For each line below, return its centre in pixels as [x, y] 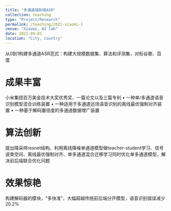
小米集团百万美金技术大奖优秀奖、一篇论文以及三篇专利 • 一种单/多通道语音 [84, 97]
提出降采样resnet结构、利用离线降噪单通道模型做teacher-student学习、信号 [84, 148]
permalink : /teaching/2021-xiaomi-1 [44, 24]
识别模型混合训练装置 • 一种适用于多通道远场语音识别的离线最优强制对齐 [81, 104]
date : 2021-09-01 [24, 34]
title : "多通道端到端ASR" [31, 10]
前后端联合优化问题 [30, 161]
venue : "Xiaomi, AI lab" [32, 29]
